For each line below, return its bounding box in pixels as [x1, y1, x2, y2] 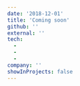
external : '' [7, 29, 45, 37]
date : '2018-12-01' [7, 10, 64, 17]
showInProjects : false [7, 68, 73, 75]
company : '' [7, 62, 42, 69]
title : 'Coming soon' [7, 17, 70, 24]
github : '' [7, 23, 39, 30]
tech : [7, 36, 23, 43]
